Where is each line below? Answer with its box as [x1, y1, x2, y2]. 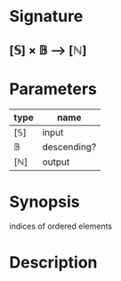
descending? [42, 140, 97, 153]
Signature [9, 6, 84, 27]
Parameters [9, 78, 98, 99]
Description [9, 252, 98, 272]
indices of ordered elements [9, 221, 113, 232]
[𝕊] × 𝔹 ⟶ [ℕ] [9, 43, 87, 58]
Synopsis [9, 191, 80, 212]
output [42, 156, 70, 168]
